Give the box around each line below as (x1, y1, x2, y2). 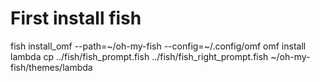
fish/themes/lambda (10, 61, 93, 73)
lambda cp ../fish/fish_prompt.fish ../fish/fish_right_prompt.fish (10, 50, 269, 62)
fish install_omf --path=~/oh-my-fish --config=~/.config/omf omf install (10, 40, 307, 52)
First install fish (10, 7, 142, 30)
